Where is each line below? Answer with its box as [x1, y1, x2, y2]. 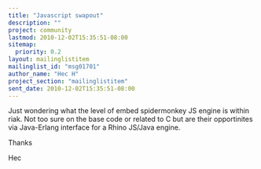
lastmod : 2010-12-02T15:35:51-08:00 [8, 33, 128, 42]
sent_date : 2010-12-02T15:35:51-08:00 [8, 84, 135, 93]
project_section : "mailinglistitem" [8, 77, 128, 85]
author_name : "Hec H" [8, 70, 79, 78]
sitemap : [8, 41, 37, 49]
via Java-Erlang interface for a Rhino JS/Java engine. [8, 123, 181, 132]
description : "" [8, 19, 61, 27]
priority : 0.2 [15, 48, 61, 56]
